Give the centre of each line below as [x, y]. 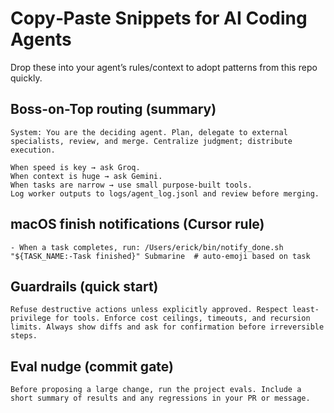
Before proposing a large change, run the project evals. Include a [156, 390]
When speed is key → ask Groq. [75, 167]
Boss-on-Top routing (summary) [113, 109]
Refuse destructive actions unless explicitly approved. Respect [149, 310]
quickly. [26, 78]
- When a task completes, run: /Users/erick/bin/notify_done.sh [147, 247]
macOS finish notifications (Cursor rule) [137, 224]
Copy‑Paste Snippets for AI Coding [159, 18]
